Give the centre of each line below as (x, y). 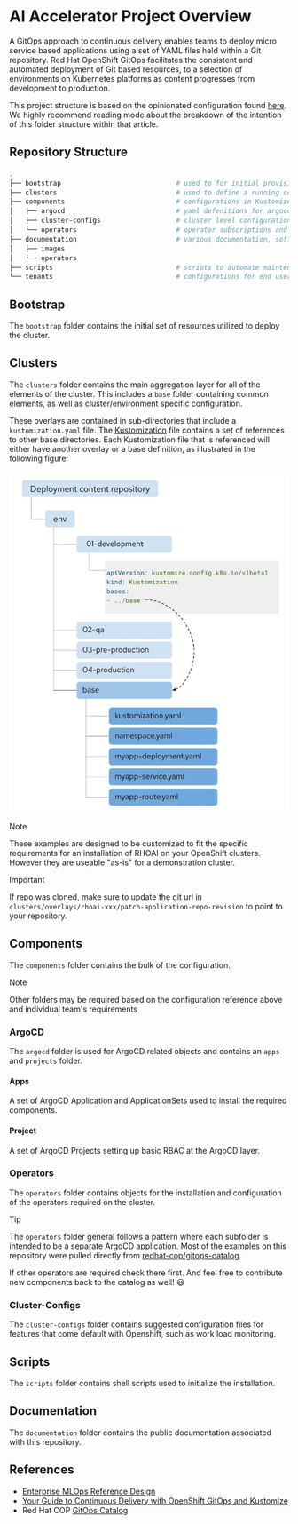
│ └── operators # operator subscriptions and (149, 230)
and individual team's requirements (74, 1009)
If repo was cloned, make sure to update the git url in (106, 897)
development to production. (60, 88)
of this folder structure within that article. (84, 124)
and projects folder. (46, 1061)
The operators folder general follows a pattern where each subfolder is (139, 1236)
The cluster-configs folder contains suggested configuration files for (137, 1324)
